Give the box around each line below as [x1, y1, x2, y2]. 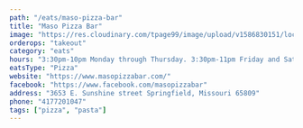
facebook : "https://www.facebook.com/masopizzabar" [9, 80, 207, 89]
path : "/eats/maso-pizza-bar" [9, 13, 124, 23]
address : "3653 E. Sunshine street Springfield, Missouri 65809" [9, 88, 260, 97]
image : [9, 30, 34, 39]
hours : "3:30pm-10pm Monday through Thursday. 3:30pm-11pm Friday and [9, 55, 280, 64]
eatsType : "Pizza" [9, 64, 78, 73]
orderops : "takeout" [9, 38, 87, 48]
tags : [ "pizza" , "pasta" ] [9, 105, 106, 114]
